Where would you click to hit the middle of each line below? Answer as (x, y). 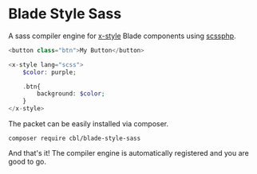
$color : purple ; (50, 72)
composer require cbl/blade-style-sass (75, 139)
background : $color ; (71, 94)
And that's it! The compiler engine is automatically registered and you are (129, 153)
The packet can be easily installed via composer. (89, 124)
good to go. (27, 162)
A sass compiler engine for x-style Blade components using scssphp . (123, 36)
